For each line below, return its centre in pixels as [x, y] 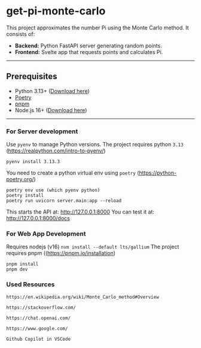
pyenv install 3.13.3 [33, 162]
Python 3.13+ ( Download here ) [52, 91]
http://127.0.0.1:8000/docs [38, 218]
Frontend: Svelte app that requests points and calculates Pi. [89, 52]
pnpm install [22, 264]
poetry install [25, 196]
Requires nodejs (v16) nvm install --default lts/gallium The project [93, 247]
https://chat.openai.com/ [38, 318]
